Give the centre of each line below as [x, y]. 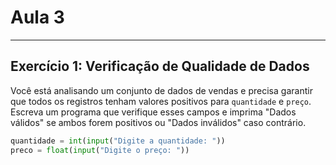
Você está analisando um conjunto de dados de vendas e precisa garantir [161, 90]
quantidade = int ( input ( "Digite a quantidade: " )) [118, 141]
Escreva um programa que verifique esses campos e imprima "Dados [153, 112]
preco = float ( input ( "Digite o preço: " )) [100, 150]
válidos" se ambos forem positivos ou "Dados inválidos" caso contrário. [158, 122]
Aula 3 [37, 17]
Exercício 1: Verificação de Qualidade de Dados [160, 66]
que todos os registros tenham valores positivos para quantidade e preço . [161, 101]
